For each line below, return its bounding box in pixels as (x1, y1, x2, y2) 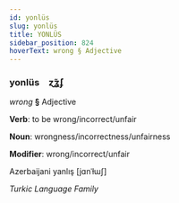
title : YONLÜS (9, 30, 63, 39)
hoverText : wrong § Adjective (9, 47, 123, 56)
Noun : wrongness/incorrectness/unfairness (9, 131, 171, 142)
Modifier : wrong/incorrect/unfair (9, 149, 130, 160)
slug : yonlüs (9, 22, 58, 31)
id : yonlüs (9, 13, 50, 22)
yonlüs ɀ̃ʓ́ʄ (9, 76, 64, 89)
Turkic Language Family (9, 183, 98, 194)
